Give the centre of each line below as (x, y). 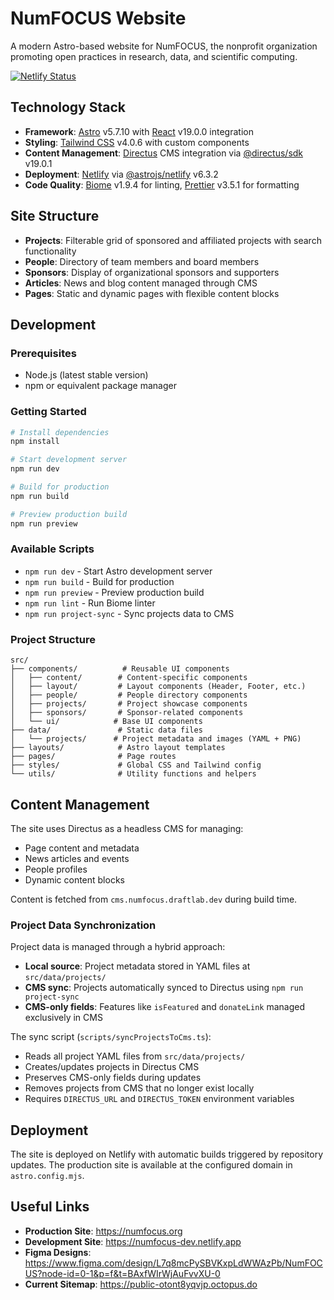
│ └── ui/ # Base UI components (106, 722)
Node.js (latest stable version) (86, 375)
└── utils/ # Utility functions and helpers (133, 774)
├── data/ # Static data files (106, 730)
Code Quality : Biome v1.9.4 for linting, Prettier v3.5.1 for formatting (162, 184)
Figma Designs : (58, 1252)
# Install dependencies (60, 432)
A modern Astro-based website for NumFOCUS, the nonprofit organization (164, 46)
